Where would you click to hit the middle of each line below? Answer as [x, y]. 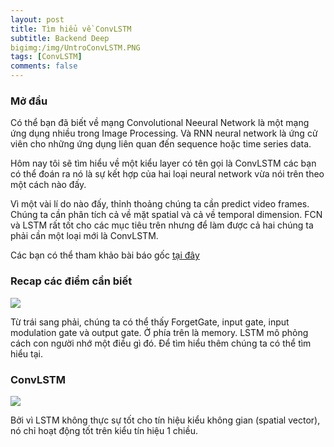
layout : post [37, 19]
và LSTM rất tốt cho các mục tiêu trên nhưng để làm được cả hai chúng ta [162, 225]
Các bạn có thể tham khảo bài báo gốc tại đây [105, 255]
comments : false [44, 66]
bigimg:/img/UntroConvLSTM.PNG [75, 47]
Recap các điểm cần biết [71, 281]
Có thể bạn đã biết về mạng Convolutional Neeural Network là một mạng [160, 123]
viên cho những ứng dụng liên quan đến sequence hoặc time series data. [161, 144]
